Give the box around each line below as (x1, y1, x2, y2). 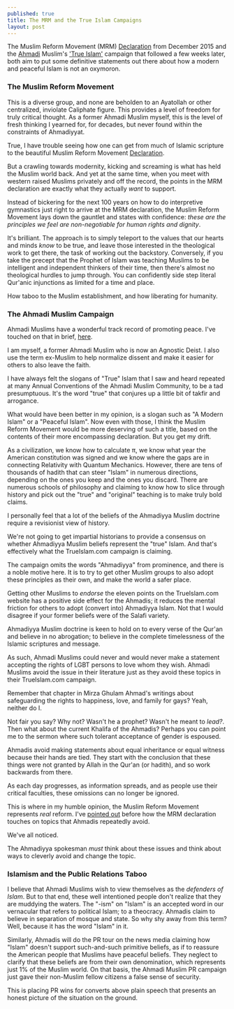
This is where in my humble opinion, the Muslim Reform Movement (7, 802, 199, 811)
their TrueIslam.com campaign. (7, 675, 96, 684)
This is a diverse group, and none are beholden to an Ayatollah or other (7, 98, 212, 106)
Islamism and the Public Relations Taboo (7, 869, 147, 878)
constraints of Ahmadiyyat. (7, 127, 85, 136)
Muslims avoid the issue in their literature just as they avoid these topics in (7, 668, 221, 676)
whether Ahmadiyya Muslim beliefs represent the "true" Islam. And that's (7, 539, 218, 548)
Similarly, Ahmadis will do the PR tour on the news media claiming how (7, 936, 211, 944)
